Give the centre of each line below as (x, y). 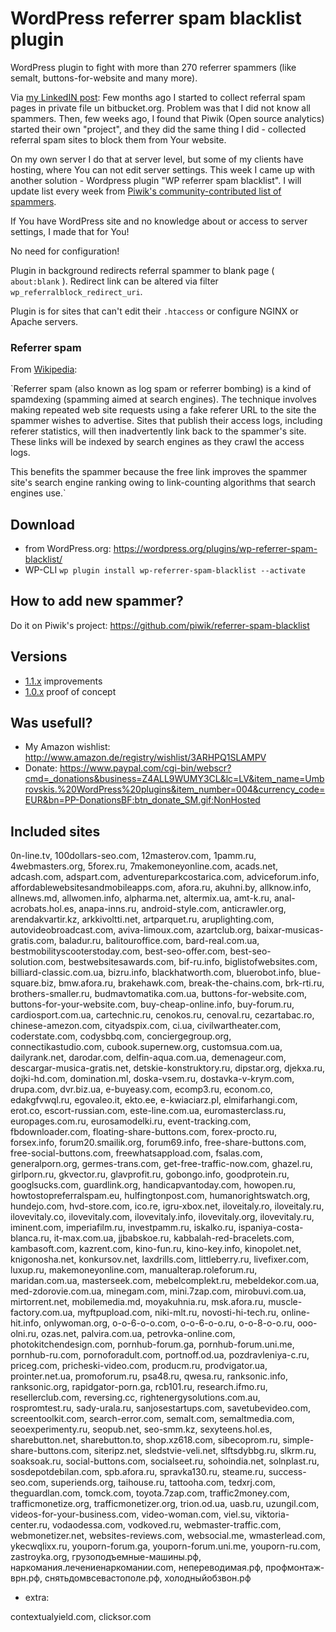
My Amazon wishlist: (67, 747)
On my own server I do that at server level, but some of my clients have (157, 159)
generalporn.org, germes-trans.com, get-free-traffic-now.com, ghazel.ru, (161, 1164)
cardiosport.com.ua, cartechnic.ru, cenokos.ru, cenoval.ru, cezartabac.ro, (162, 1015)
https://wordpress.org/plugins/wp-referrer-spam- (215, 549)
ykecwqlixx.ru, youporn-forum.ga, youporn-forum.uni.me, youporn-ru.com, (165, 1546)
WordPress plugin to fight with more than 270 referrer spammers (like (153, 67)
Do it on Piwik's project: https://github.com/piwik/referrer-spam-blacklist (160, 625)
